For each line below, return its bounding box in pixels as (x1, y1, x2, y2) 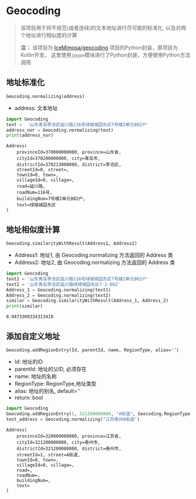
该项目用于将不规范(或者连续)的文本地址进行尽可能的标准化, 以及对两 (20, 24, 186, 31)
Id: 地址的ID (14, 358, 43, 365)
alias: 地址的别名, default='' (14, 388, 81, 394)
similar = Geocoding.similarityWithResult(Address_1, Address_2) (6, 298, 169, 304)
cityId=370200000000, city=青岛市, (16, 155, 101, 162)
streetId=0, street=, (16, 167, 69, 173)
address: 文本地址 (14, 104, 58, 111)
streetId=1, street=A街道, (16, 452, 81, 458)
